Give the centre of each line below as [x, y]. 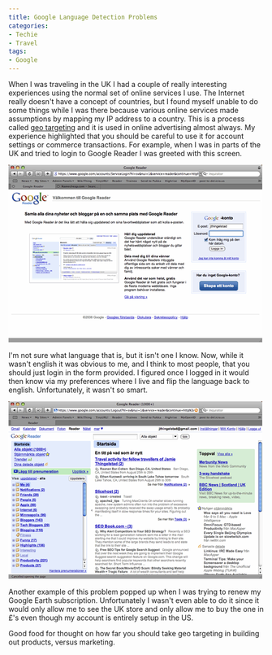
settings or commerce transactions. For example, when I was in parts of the [135, 145]
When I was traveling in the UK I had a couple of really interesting [118, 84]
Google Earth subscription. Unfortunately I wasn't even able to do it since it [134, 600]
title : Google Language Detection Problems [83, 17]
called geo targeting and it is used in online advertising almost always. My [132, 127]
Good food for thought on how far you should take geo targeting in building [134, 633]
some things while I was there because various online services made [124, 110]
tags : [17, 52]
